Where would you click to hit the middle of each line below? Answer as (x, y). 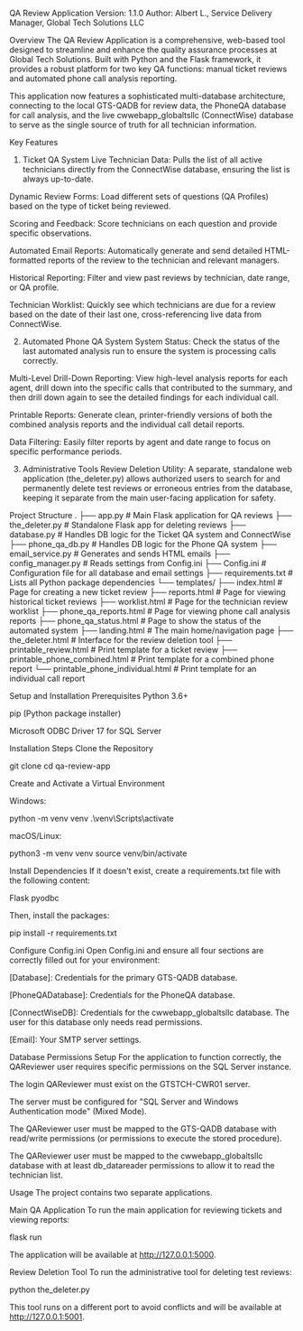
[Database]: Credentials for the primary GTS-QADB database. (124, 977)
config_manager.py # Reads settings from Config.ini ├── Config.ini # (138, 563)
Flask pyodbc (34, 898)
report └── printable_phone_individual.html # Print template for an (133, 669)
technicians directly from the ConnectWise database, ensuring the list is (156, 169)
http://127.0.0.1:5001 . (47, 1317)
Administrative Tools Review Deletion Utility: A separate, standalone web (157, 469)
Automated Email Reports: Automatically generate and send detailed (136, 251)
